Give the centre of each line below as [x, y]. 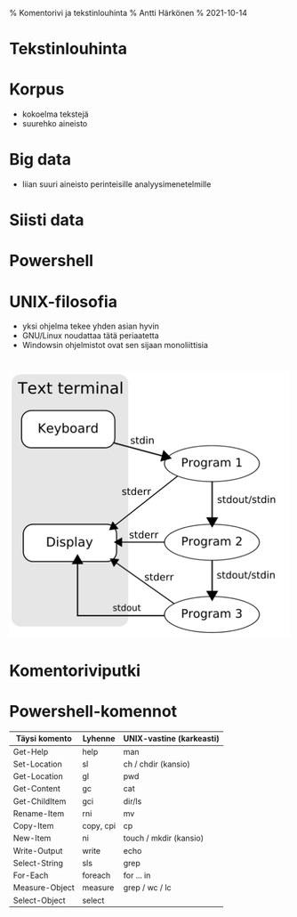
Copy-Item [33, 826]
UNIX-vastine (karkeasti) [171, 739]
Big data [40, 160]
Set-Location [37, 764]
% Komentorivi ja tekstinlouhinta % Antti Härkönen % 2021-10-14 [128, 13]
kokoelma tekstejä [55, 114]
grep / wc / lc [147, 888]
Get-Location [38, 776]
